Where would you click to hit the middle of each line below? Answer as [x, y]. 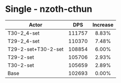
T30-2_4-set [23, 33]
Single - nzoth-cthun [49, 9]
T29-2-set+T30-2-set [36, 49]
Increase [103, 25]
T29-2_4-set [23, 41]
